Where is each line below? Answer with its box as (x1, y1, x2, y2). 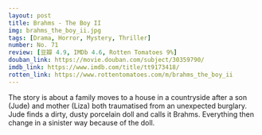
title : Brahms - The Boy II (8, 19, 102, 27)
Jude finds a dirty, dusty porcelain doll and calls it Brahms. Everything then (8, 109, 255, 119)
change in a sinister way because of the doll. (8, 118, 155, 127)
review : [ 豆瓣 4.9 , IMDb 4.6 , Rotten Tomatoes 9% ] (8, 48, 178, 56)
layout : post (8, 11, 52, 20)
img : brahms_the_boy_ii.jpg (8, 26, 102, 34)
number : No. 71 (8, 41, 59, 49)
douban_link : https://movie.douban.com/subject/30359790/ (8, 56, 205, 64)
